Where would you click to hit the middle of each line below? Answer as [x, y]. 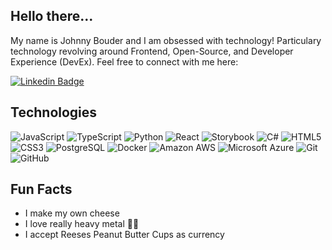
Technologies [54, 112]
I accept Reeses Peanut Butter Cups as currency [124, 235]
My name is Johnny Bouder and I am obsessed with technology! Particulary [166, 40]
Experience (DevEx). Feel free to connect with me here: [124, 61]
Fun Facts [41, 189]
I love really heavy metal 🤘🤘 [82, 224]
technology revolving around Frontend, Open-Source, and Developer [152, 51]
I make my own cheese [72, 213]
